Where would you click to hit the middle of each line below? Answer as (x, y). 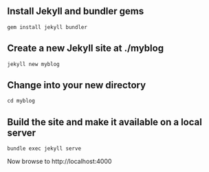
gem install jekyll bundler (47, 27)
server (22, 132)
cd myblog (21, 101)
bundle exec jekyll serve (44, 149)
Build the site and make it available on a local (105, 122)
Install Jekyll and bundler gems (76, 11)
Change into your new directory (77, 85)
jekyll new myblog (33, 64)
